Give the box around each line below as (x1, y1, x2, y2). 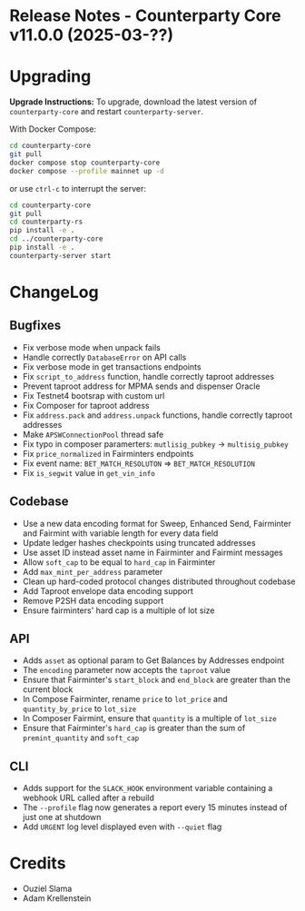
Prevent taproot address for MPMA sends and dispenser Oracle (22, 381, 261, 391)
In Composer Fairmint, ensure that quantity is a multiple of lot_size (22, 713, 277, 724)
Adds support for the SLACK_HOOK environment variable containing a (22, 783, 273, 794)
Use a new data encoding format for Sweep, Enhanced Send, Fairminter (22, 518, 292, 529)
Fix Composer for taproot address (22, 400, 150, 411)
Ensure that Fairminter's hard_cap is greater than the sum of (22, 723, 246, 734)
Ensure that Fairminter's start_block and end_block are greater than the (22, 674, 290, 686)
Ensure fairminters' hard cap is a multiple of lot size (22, 605, 215, 616)
